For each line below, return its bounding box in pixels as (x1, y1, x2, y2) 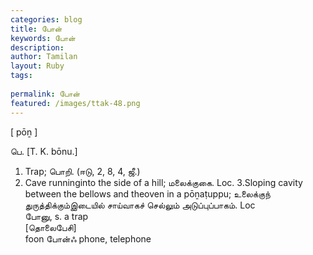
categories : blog (10, 14, 83, 25)
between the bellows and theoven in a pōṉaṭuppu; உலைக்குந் (24, 187, 271, 200)
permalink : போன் (10, 89, 80, 99)
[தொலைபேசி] (24, 221, 77, 233)
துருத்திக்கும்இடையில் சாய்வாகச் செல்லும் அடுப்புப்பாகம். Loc (24, 199, 256, 211)
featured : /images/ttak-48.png (10, 98, 141, 108)
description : (10, 42, 65, 53)
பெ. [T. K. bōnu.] (10, 145, 78, 157)
